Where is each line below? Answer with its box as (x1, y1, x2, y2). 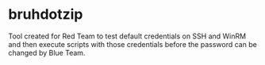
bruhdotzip (8, 5, 83, 23)
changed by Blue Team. (8, 48, 86, 57)
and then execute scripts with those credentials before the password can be (8, 39, 258, 49)
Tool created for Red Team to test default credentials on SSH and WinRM (8, 31, 247, 41)
